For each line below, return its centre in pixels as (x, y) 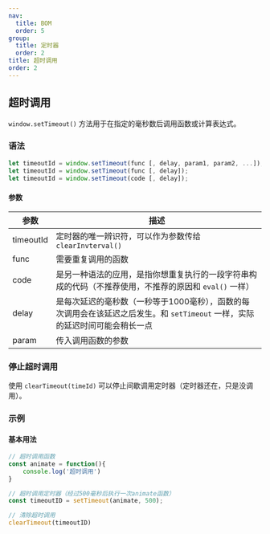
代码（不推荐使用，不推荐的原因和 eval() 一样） (163, 286)
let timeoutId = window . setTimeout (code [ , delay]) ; (98, 178)
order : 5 (30, 31)
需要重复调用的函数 (92, 259)
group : (19, 38)
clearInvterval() (89, 245)
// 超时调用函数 (32, 457)
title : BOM (34, 23)
